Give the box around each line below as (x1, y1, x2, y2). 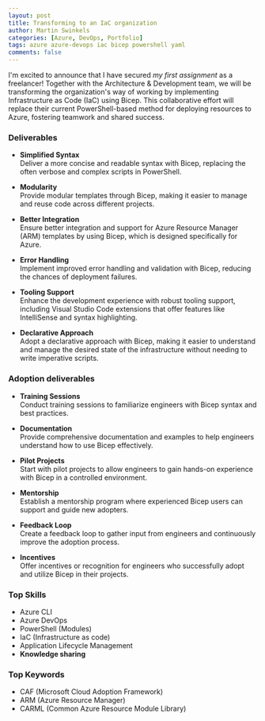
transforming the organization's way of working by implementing (8, 87, 219, 96)
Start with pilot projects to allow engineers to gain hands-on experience (19, 464, 253, 474)
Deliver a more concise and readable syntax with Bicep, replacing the (19, 159, 247, 168)
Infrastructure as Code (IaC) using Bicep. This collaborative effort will (8, 96, 234, 105)
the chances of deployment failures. (19, 272, 138, 282)
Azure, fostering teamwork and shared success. (8, 113, 165, 121)
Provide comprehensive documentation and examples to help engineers (19, 431, 255, 441)
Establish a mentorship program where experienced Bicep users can (19, 497, 244, 506)
